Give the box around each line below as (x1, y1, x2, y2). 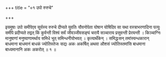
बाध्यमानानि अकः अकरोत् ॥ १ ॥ (5, 47, 56, 52)
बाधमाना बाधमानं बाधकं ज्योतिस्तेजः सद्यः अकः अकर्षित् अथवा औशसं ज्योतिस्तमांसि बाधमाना (5, 41, 146, 47)
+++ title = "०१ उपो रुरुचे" (5, 5, 54, 10)
